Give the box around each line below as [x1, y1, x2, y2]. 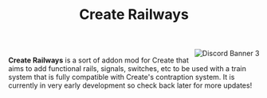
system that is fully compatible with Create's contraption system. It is [8, 72, 235, 81]
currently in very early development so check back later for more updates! [8, 81, 253, 90]
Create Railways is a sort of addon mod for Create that [8, 55, 190, 65]
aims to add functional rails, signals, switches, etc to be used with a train [8, 63, 247, 73]
